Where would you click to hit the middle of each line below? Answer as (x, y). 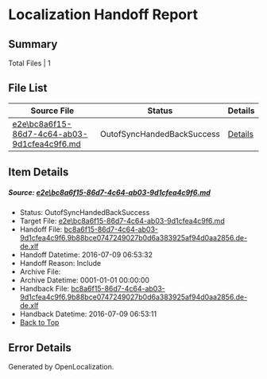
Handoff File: (41, 229)
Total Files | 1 (29, 63)
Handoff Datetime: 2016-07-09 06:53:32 (86, 255)
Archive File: (40, 272)
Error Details (40, 348)
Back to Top (39, 322)
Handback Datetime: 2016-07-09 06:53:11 (88, 314)
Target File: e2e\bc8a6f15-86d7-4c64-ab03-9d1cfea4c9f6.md (122, 221)
